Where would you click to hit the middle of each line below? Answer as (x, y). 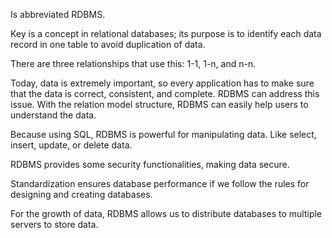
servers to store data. (54, 224)
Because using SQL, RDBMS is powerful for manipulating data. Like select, (163, 134)
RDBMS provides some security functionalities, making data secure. (150, 164)
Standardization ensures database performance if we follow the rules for (160, 183)
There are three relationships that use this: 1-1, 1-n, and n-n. (133, 63)
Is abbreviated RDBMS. (58, 14)
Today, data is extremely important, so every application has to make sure (162, 83)
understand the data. (53, 115)
